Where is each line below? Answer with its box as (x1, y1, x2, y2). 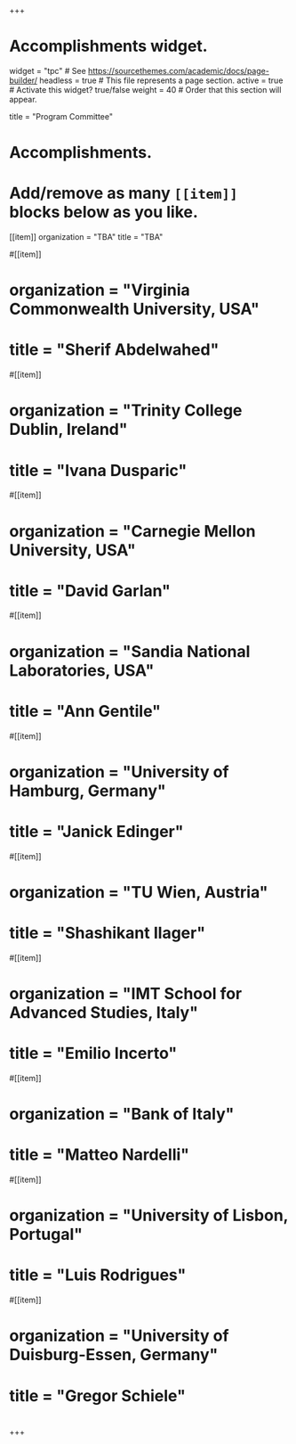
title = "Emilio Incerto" (9, 1044, 178, 1063)
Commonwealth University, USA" (9, 299, 260, 319)
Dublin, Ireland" (9, 420, 128, 439)
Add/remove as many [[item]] (9, 184, 238, 203)
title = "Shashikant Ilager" (9, 923, 206, 943)
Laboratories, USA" (9, 660, 155, 680)
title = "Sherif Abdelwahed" (9, 340, 220, 360)
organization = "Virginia (9, 280, 191, 300)
